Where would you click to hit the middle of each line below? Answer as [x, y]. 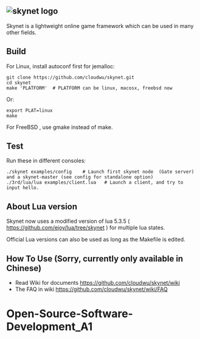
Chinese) [24, 268]
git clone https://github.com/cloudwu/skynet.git [71, 77]
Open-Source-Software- [70, 314]
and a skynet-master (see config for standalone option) [80, 177]
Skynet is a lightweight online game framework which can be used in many [100, 26]
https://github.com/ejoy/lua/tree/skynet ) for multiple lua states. [86, 228]
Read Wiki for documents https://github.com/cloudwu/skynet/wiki [98, 283]
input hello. [23, 188]
